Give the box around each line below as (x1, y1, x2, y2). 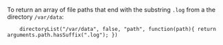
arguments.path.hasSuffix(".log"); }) (7, 32, 118, 38)
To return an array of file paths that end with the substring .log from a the (7, 6, 216, 13)
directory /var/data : (7, 13, 64, 21)
